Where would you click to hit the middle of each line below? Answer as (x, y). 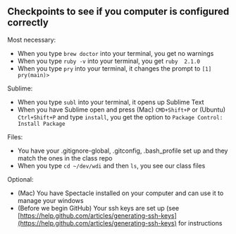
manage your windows (50, 200)
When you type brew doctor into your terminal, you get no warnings (116, 53)
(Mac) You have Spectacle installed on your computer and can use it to (120, 193)
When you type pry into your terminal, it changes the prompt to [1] (114, 68)
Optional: (20, 179)
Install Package (41, 124)
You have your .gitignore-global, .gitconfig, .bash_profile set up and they (123, 151)
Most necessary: (32, 40)
